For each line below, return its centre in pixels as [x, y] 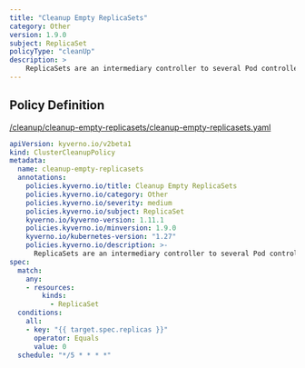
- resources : [50, 287]
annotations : [42, 178]
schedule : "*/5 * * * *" [64, 355]
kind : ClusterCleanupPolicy [63, 152]
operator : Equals [66, 338]
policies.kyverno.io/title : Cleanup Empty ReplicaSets [132, 186]
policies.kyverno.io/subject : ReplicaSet [105, 211]
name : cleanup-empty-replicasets [81, 169]
